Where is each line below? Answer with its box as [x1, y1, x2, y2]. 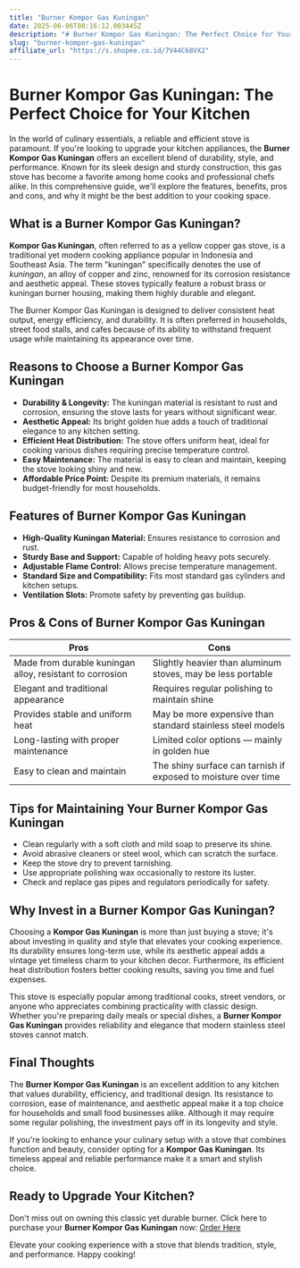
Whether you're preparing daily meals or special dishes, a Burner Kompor [9, 1010, 282, 1020]
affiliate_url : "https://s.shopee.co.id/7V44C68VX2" [9, 46, 210, 55]
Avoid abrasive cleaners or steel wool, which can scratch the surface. [21, 849, 279, 859]
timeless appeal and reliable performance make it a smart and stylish [9, 1153, 263, 1163]
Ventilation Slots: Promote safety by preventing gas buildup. [21, 589, 246, 600]
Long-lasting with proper [13, 734, 120, 747]
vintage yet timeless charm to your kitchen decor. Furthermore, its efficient [9, 954, 285, 966]
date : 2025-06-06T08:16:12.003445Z [9, 21, 142, 30]
